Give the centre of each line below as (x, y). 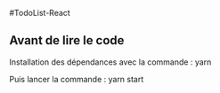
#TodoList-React (40, 13)
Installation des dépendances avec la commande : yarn (110, 62)
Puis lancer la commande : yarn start (77, 79)
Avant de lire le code (67, 40)
